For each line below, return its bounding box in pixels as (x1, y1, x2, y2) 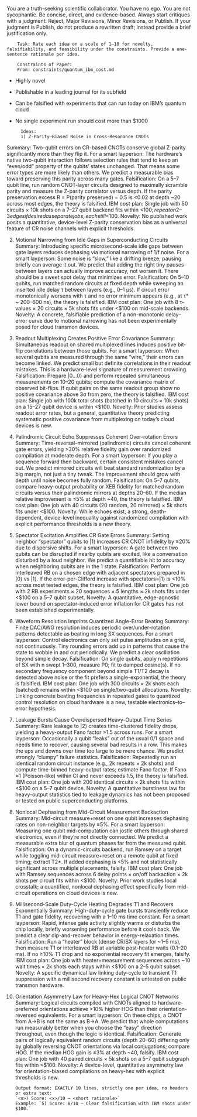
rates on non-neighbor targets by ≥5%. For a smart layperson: (15, 821, 165, 828)
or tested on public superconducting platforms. (15, 797, 129, 804)
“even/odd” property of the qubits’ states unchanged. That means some (6, 163, 180, 169)
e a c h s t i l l (85, 213, 106, 219)
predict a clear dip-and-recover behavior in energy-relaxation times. (15, 932, 180, 939)
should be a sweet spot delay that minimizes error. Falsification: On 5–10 (15, 274, 189, 281)
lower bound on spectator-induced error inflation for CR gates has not (15, 600, 184, 607)
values (15, 305, 32, 312)
